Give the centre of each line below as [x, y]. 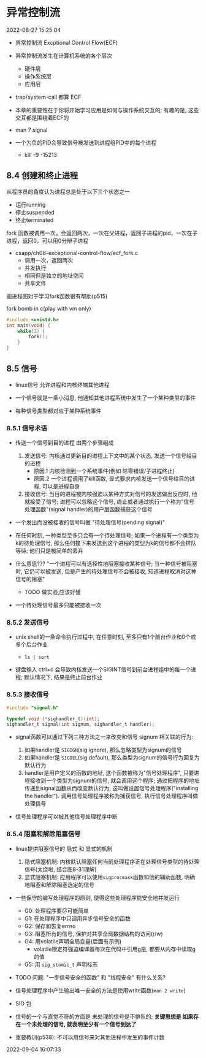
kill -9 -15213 [40, 154]
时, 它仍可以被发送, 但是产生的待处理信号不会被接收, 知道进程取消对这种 [106, 571]
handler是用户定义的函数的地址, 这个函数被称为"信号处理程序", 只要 [109, 773]
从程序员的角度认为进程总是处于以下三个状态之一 [68, 191]
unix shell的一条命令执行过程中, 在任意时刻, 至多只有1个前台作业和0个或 [105, 637]
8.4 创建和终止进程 [42, 176]
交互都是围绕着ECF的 [42, 118]
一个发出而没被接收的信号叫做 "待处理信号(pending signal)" [90, 522]
